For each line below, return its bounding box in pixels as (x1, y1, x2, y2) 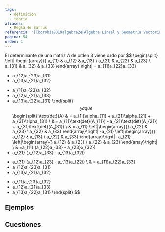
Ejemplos (5, 204, 34, 212)
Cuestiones (5, 220, 41, 229)
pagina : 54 (5, 35, 27, 40)
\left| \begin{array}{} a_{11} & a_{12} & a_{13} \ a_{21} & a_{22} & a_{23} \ (5, 57, 151, 64)
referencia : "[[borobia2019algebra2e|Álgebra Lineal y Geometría (5, 30, 141, 35)
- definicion (9, 12, 36, 17)
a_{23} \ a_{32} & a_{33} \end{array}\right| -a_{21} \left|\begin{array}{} (12, 129, 156, 134)
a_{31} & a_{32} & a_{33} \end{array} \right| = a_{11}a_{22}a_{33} (5, 63, 137, 69)
